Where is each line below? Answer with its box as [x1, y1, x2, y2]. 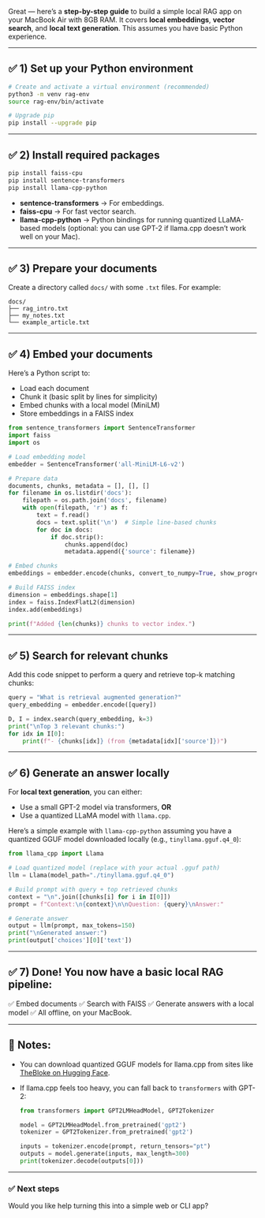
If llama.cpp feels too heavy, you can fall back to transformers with [19, 1083, 237, 1093]
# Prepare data [8, 475, 58, 482]
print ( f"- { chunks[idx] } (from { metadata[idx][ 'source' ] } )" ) [22, 737, 227, 745]
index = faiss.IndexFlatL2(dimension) [8, 598, 136, 606]
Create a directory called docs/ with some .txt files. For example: [8, 283, 222, 292]
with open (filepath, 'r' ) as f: [22, 504, 129, 512]
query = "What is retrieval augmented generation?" [8, 694, 181, 702]
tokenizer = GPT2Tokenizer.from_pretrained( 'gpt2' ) [19, 1128, 193, 1136]
